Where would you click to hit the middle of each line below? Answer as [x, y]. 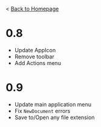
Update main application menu [53, 104]
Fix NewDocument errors [42, 111]
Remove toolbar [34, 57]
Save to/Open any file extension [54, 117]
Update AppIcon [35, 50]
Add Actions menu [38, 63]
